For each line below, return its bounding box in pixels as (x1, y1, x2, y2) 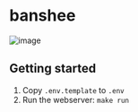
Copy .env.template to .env (22, 84, 125, 95)
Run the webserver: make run (22, 94, 130, 105)
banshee (9, 5, 76, 26)
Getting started (9, 61, 97, 76)
